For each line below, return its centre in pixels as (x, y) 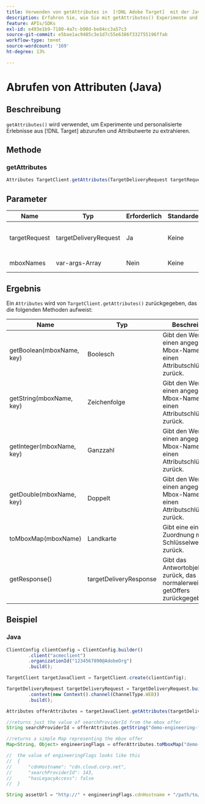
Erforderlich (144, 216)
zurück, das (179, 575)
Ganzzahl (101, 450)
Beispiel (22, 620)
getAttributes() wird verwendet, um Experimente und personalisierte (94, 124)
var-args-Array (79, 263)
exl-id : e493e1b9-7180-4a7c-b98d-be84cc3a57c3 (67, 29)
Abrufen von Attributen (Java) (84, 87)
